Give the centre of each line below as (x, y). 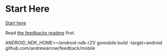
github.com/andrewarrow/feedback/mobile (50, 48)
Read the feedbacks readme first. (40, 33)
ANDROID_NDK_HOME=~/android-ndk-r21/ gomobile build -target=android (84, 43)
